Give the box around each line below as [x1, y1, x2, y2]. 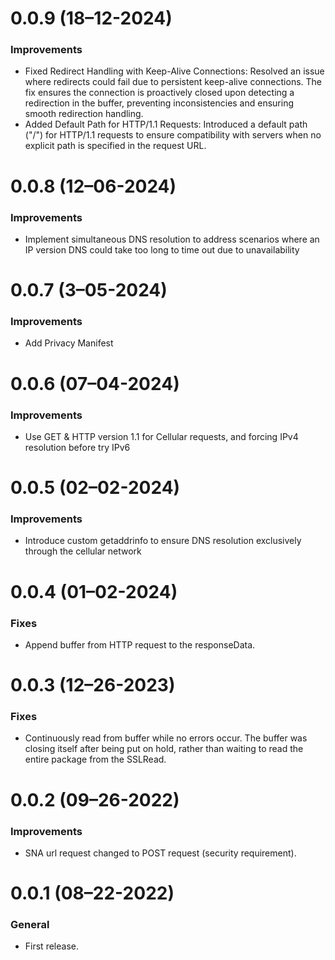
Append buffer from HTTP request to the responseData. [24, 638, 256, 651]
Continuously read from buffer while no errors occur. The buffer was [24, 732, 308, 744]
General [10, 917, 50, 931]
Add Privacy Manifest [24, 337, 114, 349]
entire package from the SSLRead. [24, 753, 167, 766]
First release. [24, 940, 79, 952]
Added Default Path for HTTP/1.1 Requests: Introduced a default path [24, 118, 308, 131]
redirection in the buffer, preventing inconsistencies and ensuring [24, 97, 295, 109]
